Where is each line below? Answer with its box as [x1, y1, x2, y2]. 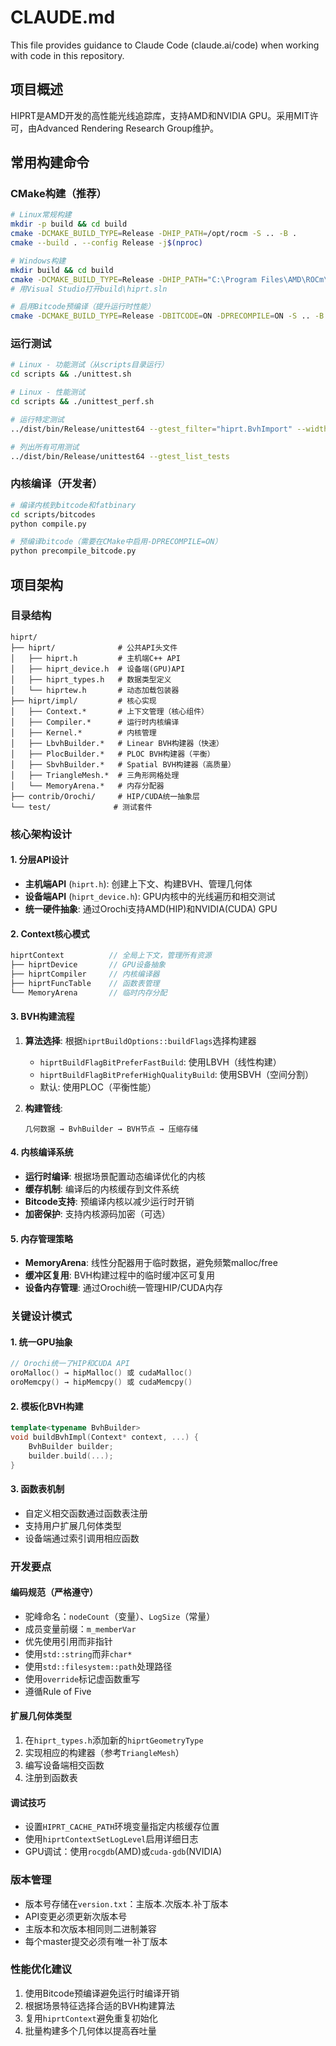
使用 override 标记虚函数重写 [24, 1672, 141, 1685]
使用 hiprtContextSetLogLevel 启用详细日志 [24, 1833, 199, 1845]
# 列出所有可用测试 [10, 442, 80, 452]
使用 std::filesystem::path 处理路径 [24, 1660, 173, 1672]
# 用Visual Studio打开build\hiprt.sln [10, 284, 168, 294]
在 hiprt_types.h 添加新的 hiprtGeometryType [24, 1734, 204, 1746]
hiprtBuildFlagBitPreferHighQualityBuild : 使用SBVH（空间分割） [39, 1068, 314, 1080]
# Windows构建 [10, 256, 67, 266]
